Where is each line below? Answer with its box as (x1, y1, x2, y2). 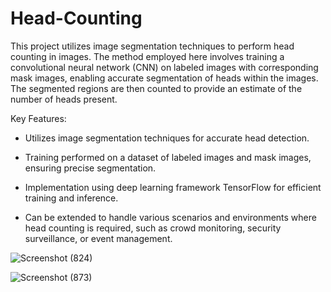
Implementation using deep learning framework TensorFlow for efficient (24, 181, 322, 193)
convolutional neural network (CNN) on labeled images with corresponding (10, 61, 319, 73)
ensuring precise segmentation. (24, 162, 157, 174)
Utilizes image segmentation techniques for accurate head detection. (24, 132, 310, 144)
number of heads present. (10, 93, 118, 105)
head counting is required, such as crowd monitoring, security (24, 222, 282, 234)
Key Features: (10, 112, 67, 124)
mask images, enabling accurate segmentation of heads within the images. (10, 72, 319, 84)
